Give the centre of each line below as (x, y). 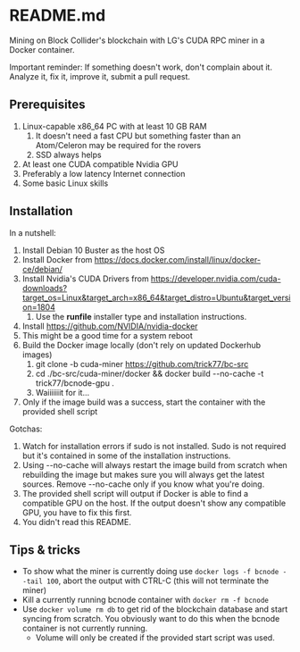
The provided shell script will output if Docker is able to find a (135, 493)
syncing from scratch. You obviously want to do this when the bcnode (151, 619)
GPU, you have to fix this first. (77, 512)
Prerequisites (47, 105)
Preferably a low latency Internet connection (104, 173)
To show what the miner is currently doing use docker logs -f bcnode (150, 572)
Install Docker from (57, 259)
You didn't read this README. (76, 522)
